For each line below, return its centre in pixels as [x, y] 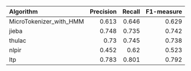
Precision [103, 11]
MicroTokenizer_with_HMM [47, 21]
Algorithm [24, 11]
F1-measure [164, 11]
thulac [18, 40]
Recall [131, 11]
